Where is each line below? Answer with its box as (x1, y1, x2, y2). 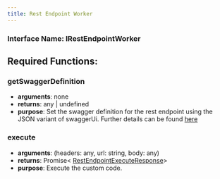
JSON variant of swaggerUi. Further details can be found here (17, 115, 198, 123)
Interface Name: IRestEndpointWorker (7, 33, 141, 43)
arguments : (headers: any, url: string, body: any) (17, 149, 160, 157)
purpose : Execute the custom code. (17, 163, 123, 172)
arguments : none (17, 92, 69, 101)
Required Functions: (7, 55, 99, 67)
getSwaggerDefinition (7, 76, 85, 86)
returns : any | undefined (17, 100, 90, 109)
